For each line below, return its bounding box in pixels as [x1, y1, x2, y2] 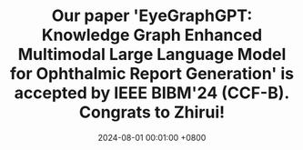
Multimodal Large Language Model [17, 45, 287, 65]
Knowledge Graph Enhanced [41, 25, 263, 45]
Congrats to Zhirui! [79, 102, 225, 123]
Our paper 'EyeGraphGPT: [51, 5, 253, 26]
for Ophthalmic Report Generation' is [9, 64, 295, 85]
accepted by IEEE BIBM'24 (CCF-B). [14, 83, 290, 104]
